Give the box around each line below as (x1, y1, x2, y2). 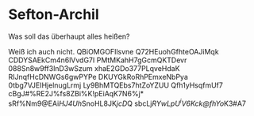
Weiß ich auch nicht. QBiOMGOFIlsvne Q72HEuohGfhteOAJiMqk (8, 47, 220, 56)
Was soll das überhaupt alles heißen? (8, 32, 130, 41)
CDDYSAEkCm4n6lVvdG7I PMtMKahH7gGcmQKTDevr (8, 55, 187, 65)
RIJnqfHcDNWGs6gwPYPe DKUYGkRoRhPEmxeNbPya (8, 72, 189, 81)
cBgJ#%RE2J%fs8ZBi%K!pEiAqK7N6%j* (8, 88, 144, 98)
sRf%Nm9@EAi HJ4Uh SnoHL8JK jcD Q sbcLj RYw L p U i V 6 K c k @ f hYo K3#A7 (8, 97, 247, 108)
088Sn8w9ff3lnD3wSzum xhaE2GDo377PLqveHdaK (8, 63, 180, 73)
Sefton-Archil (8, 6, 99, 24)
